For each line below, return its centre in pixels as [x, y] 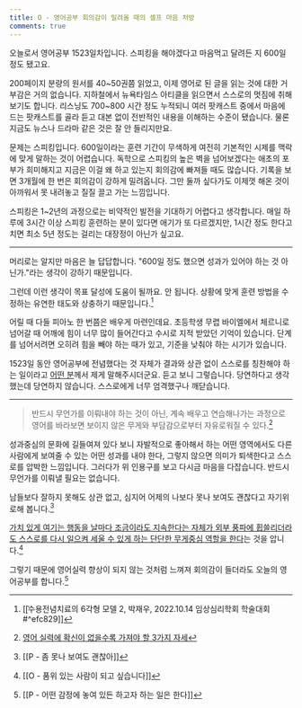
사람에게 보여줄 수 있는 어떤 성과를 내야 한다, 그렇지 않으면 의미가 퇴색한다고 [142, 456]
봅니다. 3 [40, 508]
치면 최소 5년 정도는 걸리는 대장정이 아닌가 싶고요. [97, 234]
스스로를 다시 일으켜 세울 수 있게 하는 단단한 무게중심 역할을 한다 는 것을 [143, 539]
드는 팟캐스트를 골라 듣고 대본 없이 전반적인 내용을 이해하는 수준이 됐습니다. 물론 [150, 117]
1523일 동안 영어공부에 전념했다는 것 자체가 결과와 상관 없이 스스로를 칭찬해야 [145, 364]
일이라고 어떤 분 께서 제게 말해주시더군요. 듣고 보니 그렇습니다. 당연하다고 [146, 375]
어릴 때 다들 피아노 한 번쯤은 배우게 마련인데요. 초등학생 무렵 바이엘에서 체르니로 [150, 322]
